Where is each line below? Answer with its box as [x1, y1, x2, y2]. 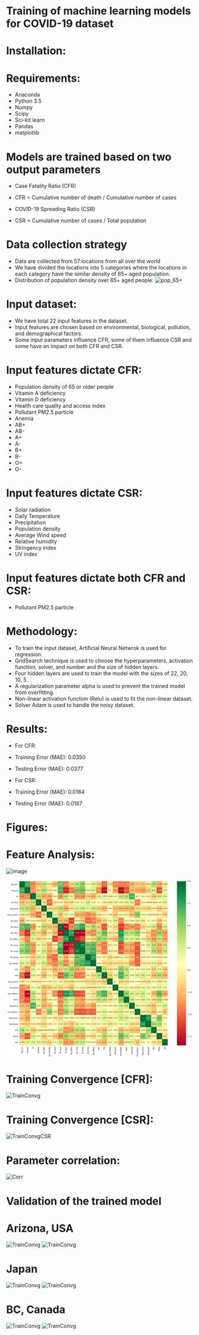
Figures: [6, 821, 48, 834]
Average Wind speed [14, 532, 67, 538]
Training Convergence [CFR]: [6, 1072, 153, 1086]
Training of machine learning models [6, 4, 191, 18]
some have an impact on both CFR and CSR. [14, 343, 124, 350]
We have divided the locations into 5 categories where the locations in [14, 264, 187, 271]
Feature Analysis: [6, 848, 95, 862]
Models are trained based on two [6, 150, 172, 163]
